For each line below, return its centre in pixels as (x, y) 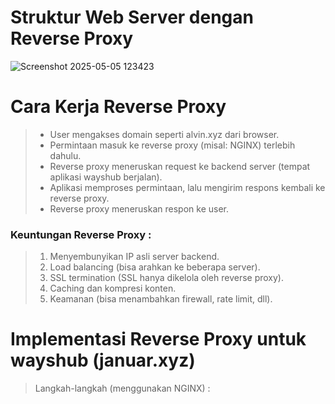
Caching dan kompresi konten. (113, 288)
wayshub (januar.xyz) (103, 360)
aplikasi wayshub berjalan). (106, 177)
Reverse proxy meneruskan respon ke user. (139, 208)
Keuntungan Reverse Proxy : (81, 234)
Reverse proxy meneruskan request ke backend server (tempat (180, 166)
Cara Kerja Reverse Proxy (118, 107)
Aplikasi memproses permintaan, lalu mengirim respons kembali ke (187, 187)
